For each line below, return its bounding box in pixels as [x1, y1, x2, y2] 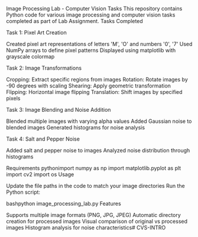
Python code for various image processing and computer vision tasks [6, 11, 176, 18]
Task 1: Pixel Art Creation [6, 29, 67, 36]
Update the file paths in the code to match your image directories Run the [6, 183, 185, 189]
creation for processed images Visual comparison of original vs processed [6, 218, 188, 225]
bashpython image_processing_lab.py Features [6, 200, 121, 207]
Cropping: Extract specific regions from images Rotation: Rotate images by [6, 76, 188, 83]
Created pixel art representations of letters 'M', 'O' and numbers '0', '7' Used [6, 41, 193, 47]
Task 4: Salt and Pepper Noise [6, 135, 80, 142]
